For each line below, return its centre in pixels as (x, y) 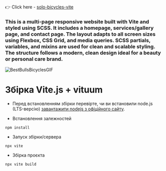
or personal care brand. (34, 59)
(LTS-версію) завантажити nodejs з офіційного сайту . (69, 109)
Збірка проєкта (28, 155)
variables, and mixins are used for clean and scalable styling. (80, 46)
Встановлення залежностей (42, 119)
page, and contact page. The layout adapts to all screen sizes (81, 34)
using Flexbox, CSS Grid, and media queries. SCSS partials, (78, 40)
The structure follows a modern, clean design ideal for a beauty (83, 53)
